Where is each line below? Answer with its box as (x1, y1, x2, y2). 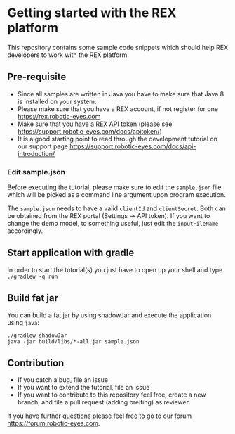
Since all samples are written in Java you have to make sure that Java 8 (17, 89, 224, 98)
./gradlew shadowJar (7, 332, 68, 339)
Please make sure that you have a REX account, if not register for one (17, 104, 219, 113)
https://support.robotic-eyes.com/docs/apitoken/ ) (17, 127, 163, 135)
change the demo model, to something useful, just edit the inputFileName (7, 219, 219, 228)
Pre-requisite (7, 71, 67, 83)
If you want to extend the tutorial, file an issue (17, 383, 150, 392)
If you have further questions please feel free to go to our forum (7, 411, 192, 420)
